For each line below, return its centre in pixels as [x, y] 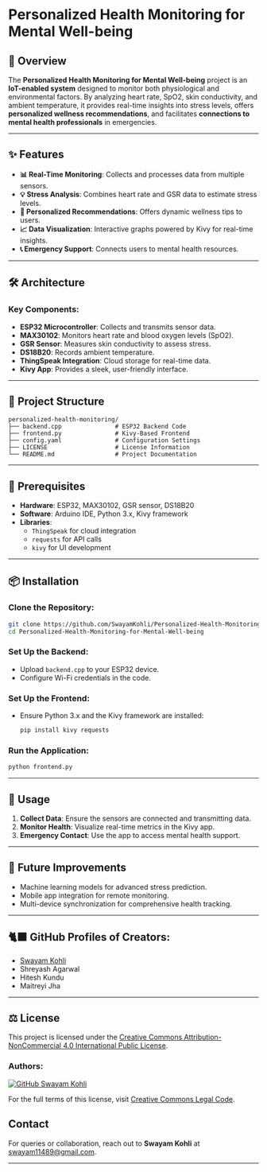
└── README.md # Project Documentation [103, 455]
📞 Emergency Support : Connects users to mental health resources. [129, 249]
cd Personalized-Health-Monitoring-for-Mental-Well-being [106, 631]
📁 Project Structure [56, 401]
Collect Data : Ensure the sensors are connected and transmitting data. [135, 819]
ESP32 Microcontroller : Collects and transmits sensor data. [118, 327]
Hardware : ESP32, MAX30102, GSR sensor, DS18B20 [107, 506]
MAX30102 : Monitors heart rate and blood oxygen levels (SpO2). [127, 335]
